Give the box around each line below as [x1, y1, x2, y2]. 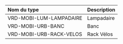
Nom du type [7, 6, 39, 13]
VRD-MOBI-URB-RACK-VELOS [7, 31, 82, 38]
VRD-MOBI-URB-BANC [7, 23, 65, 29]
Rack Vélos [87, 31, 113, 38]
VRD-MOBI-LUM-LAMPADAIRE [7, 15, 82, 21]
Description [87, 6, 116, 13]
